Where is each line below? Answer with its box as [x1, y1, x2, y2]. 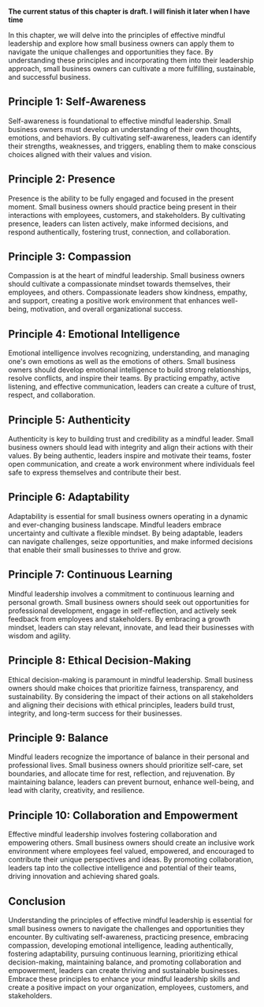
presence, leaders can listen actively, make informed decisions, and [8, 219, 229, 228]
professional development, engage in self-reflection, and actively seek [8, 606, 237, 615]
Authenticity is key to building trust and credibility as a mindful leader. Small [8, 434, 255, 444]
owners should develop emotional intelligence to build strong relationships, [8, 365, 251, 374]
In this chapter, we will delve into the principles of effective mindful [8, 31, 226, 39]
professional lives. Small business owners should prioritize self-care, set [8, 761, 243, 770]
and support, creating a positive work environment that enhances [8, 296, 221, 306]
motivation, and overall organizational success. [30, 304, 183, 314]
